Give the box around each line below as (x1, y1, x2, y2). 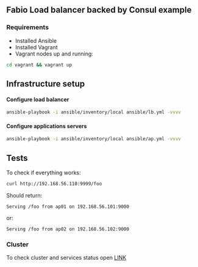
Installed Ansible (15, 37, 57, 44)
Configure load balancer (6, 96, 69, 103)
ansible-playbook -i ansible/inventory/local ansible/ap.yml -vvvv (6, 136, 182, 142)
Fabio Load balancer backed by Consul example (6, 5, 192, 15)
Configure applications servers (6, 122, 87, 130)
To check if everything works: (6, 169, 81, 176)
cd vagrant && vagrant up (6, 62, 72, 68)
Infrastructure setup (6, 79, 85, 89)
